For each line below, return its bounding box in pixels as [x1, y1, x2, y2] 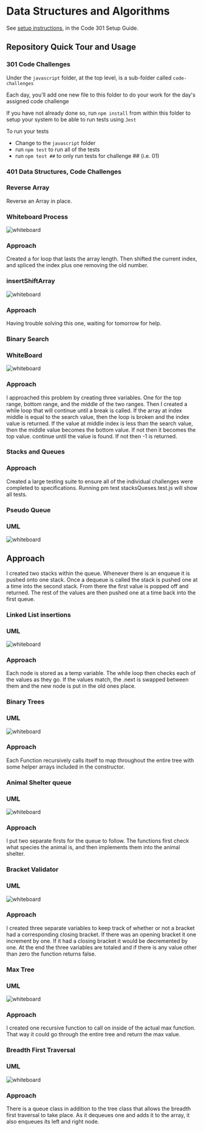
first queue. [6, 595, 35, 602]
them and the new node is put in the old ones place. [6, 682, 136, 690]
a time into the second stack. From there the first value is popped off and [6, 582, 189, 589]
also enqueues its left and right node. [6, 1118, 100, 1125]
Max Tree [6, 965, 35, 974]
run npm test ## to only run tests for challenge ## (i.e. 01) [15, 152, 160, 159]
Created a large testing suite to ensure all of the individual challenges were [6, 478, 193, 485]
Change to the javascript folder [15, 139, 96, 146]
